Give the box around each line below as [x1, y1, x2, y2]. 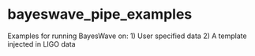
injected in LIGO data [7, 39, 76, 48]
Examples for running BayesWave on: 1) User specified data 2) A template [7, 31, 247, 40]
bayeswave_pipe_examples [7, 5, 193, 23]
